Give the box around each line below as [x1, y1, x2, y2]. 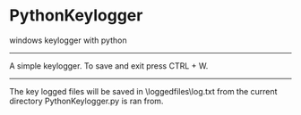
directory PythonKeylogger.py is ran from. [9, 95, 164, 106]
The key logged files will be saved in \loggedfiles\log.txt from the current [9, 86, 278, 96]
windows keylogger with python [9, 35, 127, 45]
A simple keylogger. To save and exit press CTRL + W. [9, 60, 209, 71]
